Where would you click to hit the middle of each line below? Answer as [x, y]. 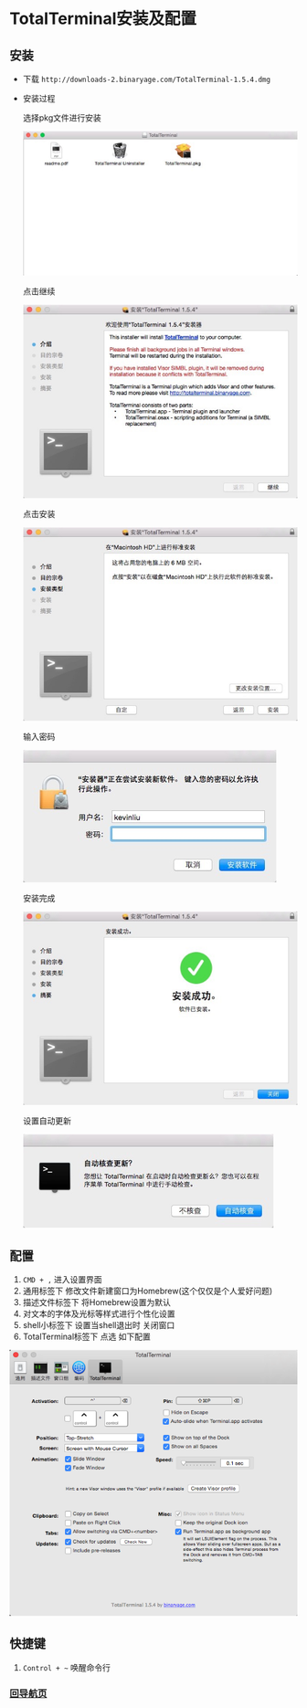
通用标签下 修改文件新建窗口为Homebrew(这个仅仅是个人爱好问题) [148, 1291]
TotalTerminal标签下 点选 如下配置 [86, 1337]
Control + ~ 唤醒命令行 [67, 1667]
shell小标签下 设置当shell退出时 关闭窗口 [99, 1325]
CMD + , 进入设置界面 [62, 1280]
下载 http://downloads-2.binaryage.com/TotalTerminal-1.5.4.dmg [147, 79]
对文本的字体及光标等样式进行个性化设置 [99, 1314]
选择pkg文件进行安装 [62, 118]
